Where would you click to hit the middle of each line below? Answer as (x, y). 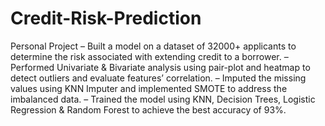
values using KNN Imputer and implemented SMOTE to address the (149, 88)
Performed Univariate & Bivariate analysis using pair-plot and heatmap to (160, 67)
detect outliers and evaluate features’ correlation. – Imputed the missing (158, 78)
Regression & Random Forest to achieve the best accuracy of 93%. (148, 109)
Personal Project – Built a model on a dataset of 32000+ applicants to (153, 46)
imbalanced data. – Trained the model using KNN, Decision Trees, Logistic (163, 99)
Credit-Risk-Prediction (106, 18)
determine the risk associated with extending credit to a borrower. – (149, 56)
